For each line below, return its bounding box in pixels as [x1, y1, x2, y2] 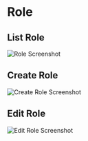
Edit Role [7, 108, 46, 120]
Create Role [7, 69, 58, 81]
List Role [7, 32, 45, 43]
